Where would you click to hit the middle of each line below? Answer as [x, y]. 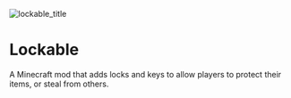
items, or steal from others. [59, 84]
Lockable [44, 50]
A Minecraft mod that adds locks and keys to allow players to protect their [145, 74]
